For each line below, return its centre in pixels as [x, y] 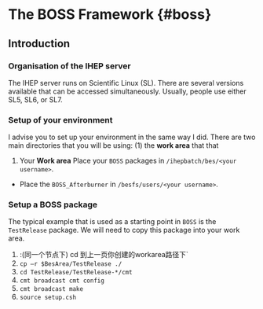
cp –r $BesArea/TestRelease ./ [71, 264]
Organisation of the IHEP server [69, 66]
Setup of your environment [60, 120]
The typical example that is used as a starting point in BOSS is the [112, 222]
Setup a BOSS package [53, 204]
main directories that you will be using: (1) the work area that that [113, 145]
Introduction [39, 44]
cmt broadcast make [51, 289]
